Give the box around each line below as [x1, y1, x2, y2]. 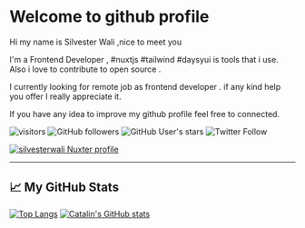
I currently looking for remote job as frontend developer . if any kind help [9, 81, 281, 92]
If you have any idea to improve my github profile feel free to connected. [9, 108, 280, 119]
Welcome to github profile [9, 6, 210, 27]
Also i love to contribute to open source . [9, 64, 162, 74]
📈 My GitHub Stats [9, 180, 120, 195]
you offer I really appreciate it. [9, 91, 122, 102]
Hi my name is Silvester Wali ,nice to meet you [9, 36, 182, 47]
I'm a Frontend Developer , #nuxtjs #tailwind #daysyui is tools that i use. [9, 54, 279, 64]
